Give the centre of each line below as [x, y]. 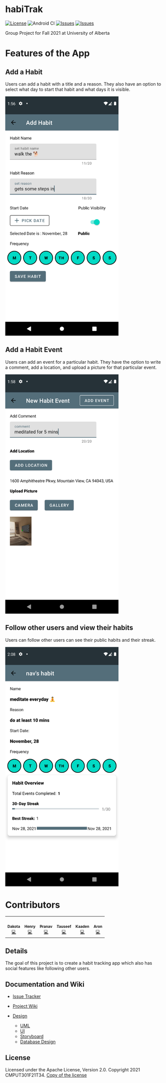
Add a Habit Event [34, 350]
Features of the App [48, 53]
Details [16, 951]
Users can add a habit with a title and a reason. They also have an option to [83, 84]
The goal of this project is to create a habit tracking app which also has [79, 963]
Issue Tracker [27, 996]
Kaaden [82, 927]
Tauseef [64, 927]
